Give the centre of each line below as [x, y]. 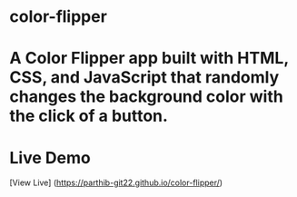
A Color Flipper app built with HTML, [149, 59]
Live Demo [50, 158]
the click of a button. [89, 116]
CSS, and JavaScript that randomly [144, 78]
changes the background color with [146, 97]
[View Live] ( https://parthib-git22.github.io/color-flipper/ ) [116, 182]
